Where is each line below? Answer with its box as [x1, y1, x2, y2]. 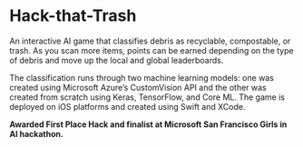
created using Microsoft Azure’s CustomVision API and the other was [9, 82, 268, 93]
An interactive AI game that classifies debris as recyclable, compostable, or [9, 35, 291, 46]
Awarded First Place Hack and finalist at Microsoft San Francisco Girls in [9, 119, 288, 130]
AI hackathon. [9, 128, 64, 139]
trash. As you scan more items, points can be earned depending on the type [9, 44, 294, 55]
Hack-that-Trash [9, 5, 137, 26]
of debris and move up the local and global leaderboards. [9, 54, 224, 65]
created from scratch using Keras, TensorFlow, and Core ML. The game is [9, 92, 286, 103]
